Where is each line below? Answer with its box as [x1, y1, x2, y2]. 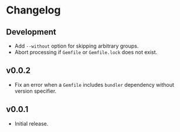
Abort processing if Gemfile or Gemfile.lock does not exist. [14, 49, 158, 56]
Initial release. [14, 120, 49, 127]
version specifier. [14, 87, 57, 94]
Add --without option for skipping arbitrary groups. [14, 42, 139, 49]
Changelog [6, 4, 61, 17]
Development [6, 27, 57, 37]
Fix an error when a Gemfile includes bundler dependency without [14, 81, 175, 88]
